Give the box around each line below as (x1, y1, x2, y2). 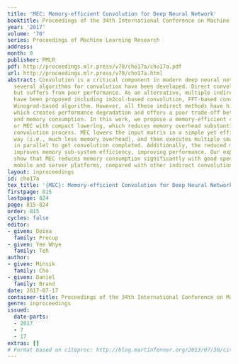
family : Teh (13, 247, 50, 255)
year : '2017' (7, 23, 46, 30)
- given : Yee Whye (7, 241, 62, 248)
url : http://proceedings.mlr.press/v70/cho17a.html (7, 69, 163, 76)
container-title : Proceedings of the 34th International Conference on (7, 293, 223, 301)
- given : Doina (7, 227, 52, 234)
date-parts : (13, 313, 50, 321)
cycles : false (7, 215, 50, 222)
